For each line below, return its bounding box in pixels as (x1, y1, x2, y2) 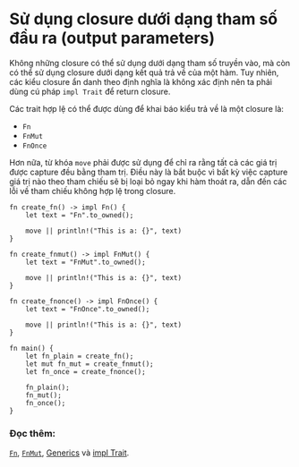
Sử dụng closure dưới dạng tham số (9, 9, 278, 30)
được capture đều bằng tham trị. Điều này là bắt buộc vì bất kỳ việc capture (9, 166, 288, 177)
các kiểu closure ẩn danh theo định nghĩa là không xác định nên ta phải (9, 76, 273, 87)
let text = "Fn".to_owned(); (25, 210, 134, 219)
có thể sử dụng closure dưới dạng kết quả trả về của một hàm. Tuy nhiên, (9, 67, 279, 78)
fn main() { (9, 344, 54, 352)
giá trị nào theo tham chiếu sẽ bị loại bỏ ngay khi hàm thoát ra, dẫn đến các (9, 175, 287, 187)
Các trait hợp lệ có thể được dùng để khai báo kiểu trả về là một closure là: (9, 103, 285, 114)
